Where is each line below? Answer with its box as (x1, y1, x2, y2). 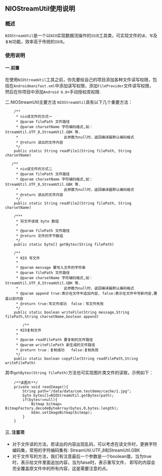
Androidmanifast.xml (14, 83, 55, 89)
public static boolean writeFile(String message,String (14, 310, 130, 315)
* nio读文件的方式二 (16, 166, 53, 171)
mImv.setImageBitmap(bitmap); (31, 410, 92, 415)
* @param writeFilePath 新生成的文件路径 (16, 343, 95, 347)
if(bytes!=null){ (22, 397, 57, 402)
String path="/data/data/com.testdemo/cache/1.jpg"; (22, 389, 132, 394)
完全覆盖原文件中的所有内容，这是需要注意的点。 (12, 466, 110, 472)
